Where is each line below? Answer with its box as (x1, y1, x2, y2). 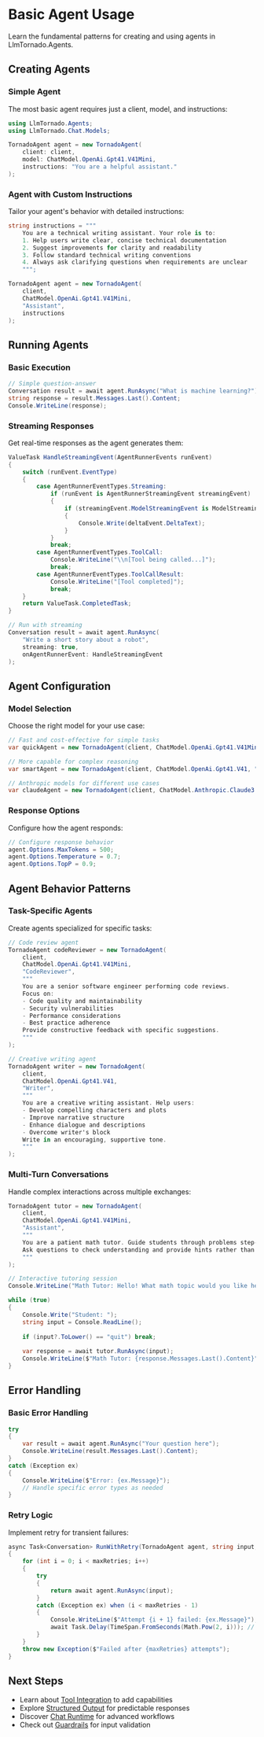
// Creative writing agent (8, 1055, 97, 1063)
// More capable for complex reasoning (8, 758, 139, 765)
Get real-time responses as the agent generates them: (8, 438, 184, 448)
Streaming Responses (8, 420, 94, 431)
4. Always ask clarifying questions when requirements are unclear (22, 258, 247, 267)
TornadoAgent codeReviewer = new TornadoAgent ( (8, 946, 167, 953)
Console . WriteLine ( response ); (8, 401, 108, 410)
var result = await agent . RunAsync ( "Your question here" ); (22, 1440, 220, 1448)
